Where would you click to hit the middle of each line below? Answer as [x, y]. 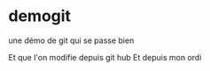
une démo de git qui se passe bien [71, 40]
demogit [40, 16]
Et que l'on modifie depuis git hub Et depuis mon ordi [105, 57]
